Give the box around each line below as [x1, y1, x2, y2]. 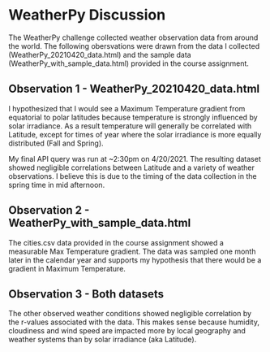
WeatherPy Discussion [8, 6, 166, 24]
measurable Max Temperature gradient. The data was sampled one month [8, 246, 256, 256]
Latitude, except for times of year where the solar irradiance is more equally [8, 129, 262, 139]
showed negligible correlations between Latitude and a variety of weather [8, 163, 255, 172]
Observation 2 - [8, 203, 90, 217]
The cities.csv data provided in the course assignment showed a [8, 237, 225, 247]
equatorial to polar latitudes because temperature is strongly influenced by [8, 112, 258, 122]
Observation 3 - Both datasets [8, 287, 165, 301]
